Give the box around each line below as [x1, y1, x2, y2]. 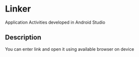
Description [5, 33, 41, 42]
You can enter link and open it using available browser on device [5, 46, 135, 52]
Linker [5, 3, 31, 14]
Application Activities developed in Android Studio [5, 19, 105, 25]
